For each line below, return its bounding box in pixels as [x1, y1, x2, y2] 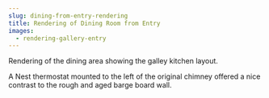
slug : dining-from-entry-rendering [8, 11, 128, 20]
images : [8, 27, 35, 35]
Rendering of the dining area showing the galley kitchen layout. [8, 56, 218, 66]
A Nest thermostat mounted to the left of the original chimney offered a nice [8, 71, 261, 81]
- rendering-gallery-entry [15, 34, 107, 43]
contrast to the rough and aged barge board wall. [8, 80, 172, 90]
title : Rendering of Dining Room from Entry [8, 19, 161, 27]
